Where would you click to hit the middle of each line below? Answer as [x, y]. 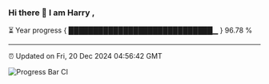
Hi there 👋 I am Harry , [52, 13]
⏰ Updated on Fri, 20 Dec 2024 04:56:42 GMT [85, 56]
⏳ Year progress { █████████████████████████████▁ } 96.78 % [130, 30]
